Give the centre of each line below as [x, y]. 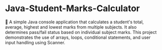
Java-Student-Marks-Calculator [72, 8]
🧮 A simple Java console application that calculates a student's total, [74, 22]
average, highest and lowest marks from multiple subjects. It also [71, 27]
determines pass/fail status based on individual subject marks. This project [81, 32]
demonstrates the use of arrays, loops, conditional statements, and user [78, 37]
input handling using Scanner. [35, 42]
